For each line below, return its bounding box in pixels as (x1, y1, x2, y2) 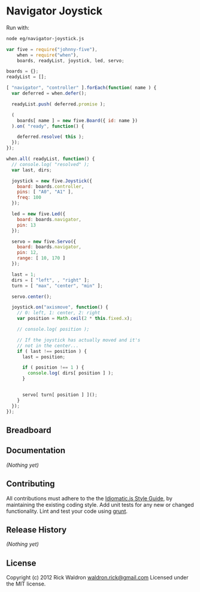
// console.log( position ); (17, 327, 90, 333)
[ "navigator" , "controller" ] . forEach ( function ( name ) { (6, 85, 157, 91)
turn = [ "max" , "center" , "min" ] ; (11, 283, 103, 289)
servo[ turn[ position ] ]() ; (22, 392, 98, 398)
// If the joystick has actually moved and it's (17, 337, 141, 343)
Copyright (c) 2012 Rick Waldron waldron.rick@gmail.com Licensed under (6, 574, 189, 581)
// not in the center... (17, 343, 79, 349)
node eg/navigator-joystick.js (6, 35, 84, 41)
